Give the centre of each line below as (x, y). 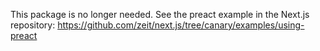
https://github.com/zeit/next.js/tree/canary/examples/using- (181, 25)
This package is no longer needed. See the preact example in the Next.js (160, 14)
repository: (33, 25)
